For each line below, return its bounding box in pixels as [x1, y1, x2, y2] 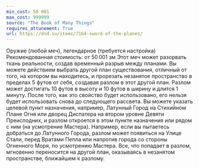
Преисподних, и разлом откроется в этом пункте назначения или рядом [6, 117, 192, 124]
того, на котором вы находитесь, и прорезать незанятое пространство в [6, 73, 192, 80]
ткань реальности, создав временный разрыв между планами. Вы [6, 60, 177, 67]
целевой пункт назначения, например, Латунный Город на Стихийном [6, 104, 186, 111]
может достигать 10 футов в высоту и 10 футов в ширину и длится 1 [6, 85, 178, 92]
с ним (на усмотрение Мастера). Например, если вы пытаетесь [6, 123, 170, 130]
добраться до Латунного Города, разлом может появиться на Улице [6, 129, 182, 137]
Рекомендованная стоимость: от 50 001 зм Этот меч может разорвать [6, 54, 187, 61]
